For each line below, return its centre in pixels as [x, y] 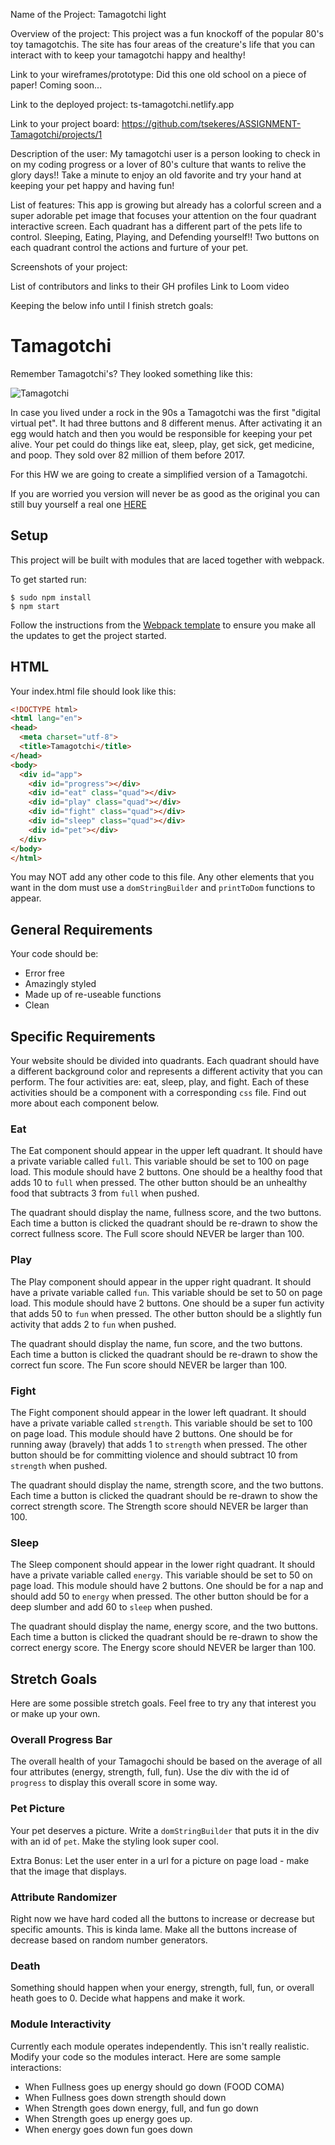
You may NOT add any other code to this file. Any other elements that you [162, 877]
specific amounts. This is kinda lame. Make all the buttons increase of [154, 1929]
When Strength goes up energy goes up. [108, 2118]
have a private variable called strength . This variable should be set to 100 [161, 1423]
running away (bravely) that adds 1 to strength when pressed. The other [159, 1444]
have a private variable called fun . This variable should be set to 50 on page [166, 1292]
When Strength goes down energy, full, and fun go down [141, 2108]
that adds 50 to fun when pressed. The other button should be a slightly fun [166, 1313]
